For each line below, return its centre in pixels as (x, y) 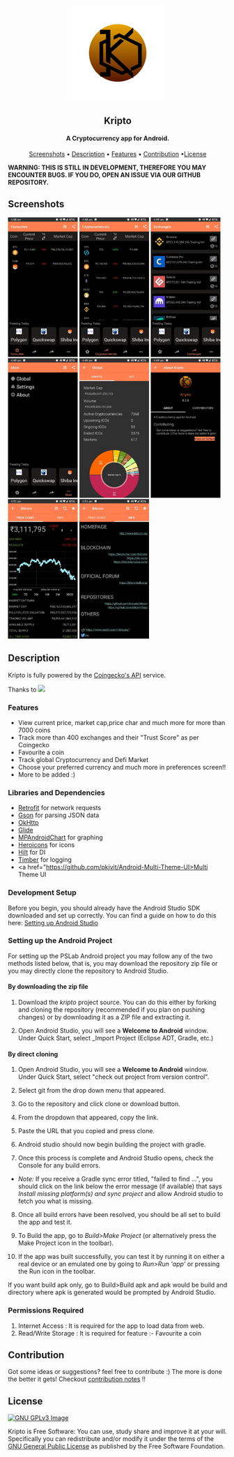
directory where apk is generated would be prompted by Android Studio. (112, 1292)
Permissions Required (46, 1310)
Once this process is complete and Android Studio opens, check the (116, 1158)
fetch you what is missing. (55, 1201)
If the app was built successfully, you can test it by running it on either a (121, 1257)
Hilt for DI (32, 852)
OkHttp (28, 823)
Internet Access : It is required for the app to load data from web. (111, 1326)
